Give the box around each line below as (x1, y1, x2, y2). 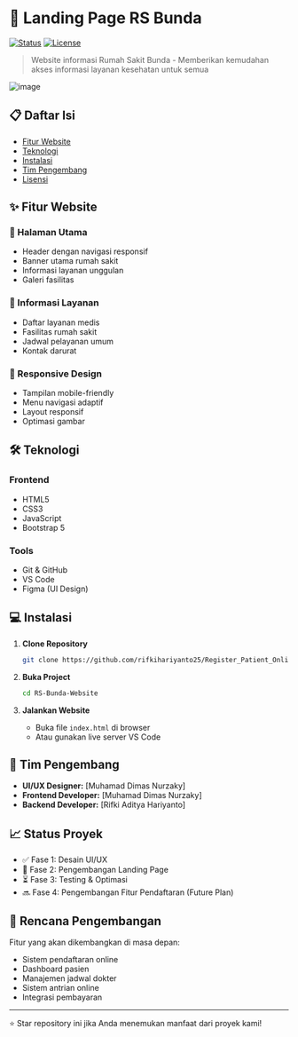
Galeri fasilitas (21, 274, 74, 285)
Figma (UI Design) (21, 583, 89, 594)
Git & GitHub (21, 565, 68, 575)
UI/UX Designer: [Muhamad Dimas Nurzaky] (21, 780, 186, 791)
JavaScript (21, 512, 62, 523)
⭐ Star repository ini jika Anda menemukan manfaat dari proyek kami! (9, 1018, 263, 1029)
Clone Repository (21, 638, 89, 649)
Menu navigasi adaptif (21, 397, 104, 408)
